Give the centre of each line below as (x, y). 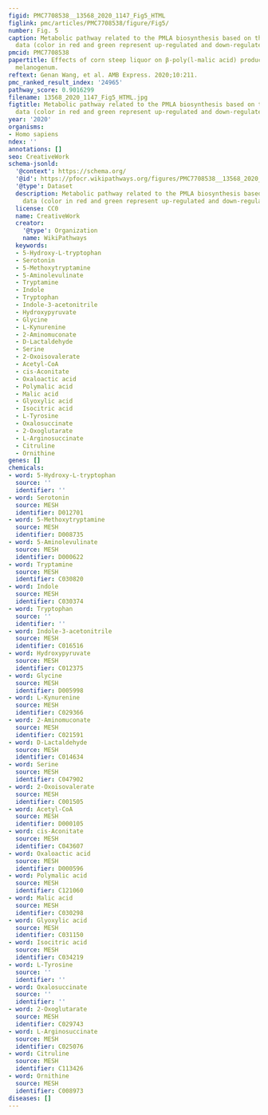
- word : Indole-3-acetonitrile (60, 631)
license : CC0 (37, 208)
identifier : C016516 (49, 646)
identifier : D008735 (49, 535)
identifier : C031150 (49, 935)
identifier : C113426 (49, 1069)
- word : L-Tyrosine (41, 965)
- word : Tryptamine (41, 564)
